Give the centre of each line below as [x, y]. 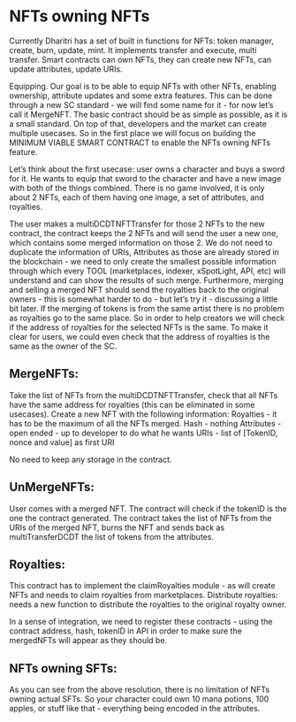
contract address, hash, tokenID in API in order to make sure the [126, 631]
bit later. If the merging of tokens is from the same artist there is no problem [147, 308]
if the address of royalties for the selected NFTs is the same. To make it [139, 327]
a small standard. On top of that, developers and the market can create [138, 123]
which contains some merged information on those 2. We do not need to [141, 242]
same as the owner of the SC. [63, 346]
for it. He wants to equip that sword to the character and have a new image [145, 178]
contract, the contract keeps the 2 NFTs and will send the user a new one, [144, 233]
